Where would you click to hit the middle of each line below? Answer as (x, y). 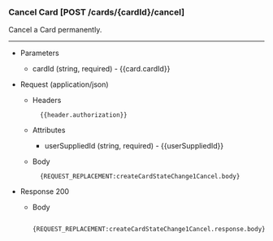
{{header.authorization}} (83, 115)
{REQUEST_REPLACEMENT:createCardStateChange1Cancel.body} (140, 177)
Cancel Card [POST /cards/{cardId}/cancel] (97, 12)
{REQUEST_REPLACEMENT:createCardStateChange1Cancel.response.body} (149, 230)
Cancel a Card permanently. (55, 30)
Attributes (49, 130)
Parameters (39, 53)
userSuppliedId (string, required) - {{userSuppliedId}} (134, 146)
